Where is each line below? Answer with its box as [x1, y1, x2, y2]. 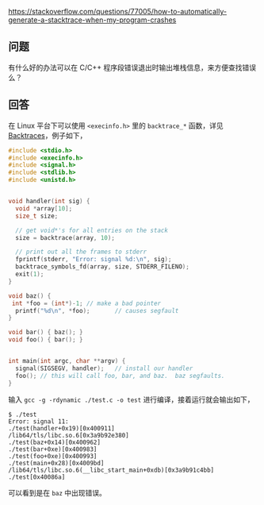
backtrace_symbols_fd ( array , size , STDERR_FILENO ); [15, 263, 190, 271]
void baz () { [8, 291, 52, 300]
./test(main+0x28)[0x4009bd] [8, 459, 105, 467]
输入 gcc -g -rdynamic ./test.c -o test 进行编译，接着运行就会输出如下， [8, 395, 255, 404]
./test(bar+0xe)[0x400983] [8, 445, 98, 453]
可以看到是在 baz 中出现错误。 [8, 488, 107, 497]
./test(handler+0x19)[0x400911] [8, 424, 115, 432]
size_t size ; [15, 212, 59, 220]
